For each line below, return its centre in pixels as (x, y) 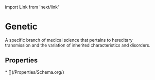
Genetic (21, 27)
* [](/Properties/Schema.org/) (35, 72)
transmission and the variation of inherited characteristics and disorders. (78, 45)
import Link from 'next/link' (32, 7)
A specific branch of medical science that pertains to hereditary (69, 40)
